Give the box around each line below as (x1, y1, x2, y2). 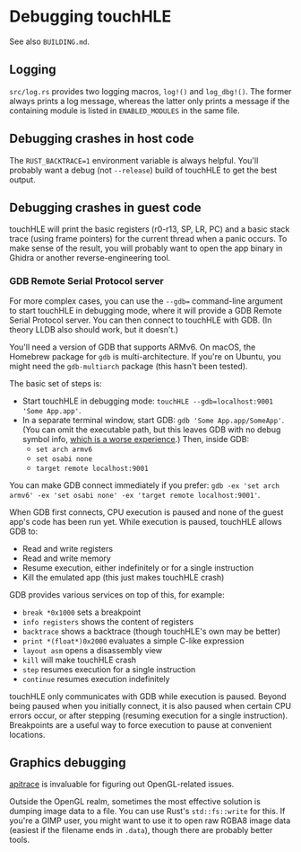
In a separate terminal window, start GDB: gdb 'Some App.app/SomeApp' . (21, 414, 285, 425)
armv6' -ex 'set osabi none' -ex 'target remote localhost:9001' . (9, 489, 261, 500)
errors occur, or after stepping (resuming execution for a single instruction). (9, 710, 288, 721)
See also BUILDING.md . (9, 36, 90, 47)
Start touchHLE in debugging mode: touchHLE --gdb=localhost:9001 (21, 395, 273, 406)
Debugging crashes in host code (9, 131, 194, 146)
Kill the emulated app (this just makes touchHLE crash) (21, 572, 225, 582)
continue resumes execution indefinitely (21, 673, 170, 684)
